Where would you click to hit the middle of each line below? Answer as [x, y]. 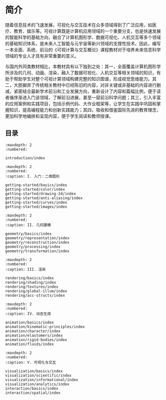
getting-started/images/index [36, 206]
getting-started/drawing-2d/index [41, 194]
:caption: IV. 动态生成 [28, 314]
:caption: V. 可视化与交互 [31, 362]
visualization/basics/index [34, 371]
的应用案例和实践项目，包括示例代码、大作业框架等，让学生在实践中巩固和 [81, 103]
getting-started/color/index [35, 189]
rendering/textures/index [32, 287]
